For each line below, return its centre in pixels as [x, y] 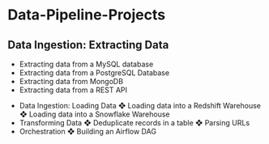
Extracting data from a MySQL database [86, 64]
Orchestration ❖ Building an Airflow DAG [88, 131]
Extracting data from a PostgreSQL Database [94, 73]
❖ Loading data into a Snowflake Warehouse [95, 114]
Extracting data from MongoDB [71, 81]
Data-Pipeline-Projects [87, 15]
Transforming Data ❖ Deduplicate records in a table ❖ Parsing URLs [134, 123]
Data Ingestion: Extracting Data [88, 45]
